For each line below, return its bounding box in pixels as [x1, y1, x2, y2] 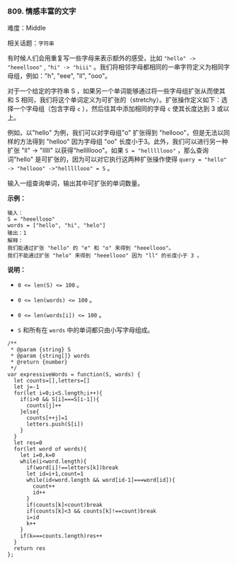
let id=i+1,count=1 [25, 471, 83, 478]
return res [13, 545, 46, 552]
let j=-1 [13, 383, 40, 391]
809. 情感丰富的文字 [7, 6, 76, 16]
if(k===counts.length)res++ [20, 532, 103, 540]
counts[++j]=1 [25, 415, 69, 422]
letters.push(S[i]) [25, 421, 83, 428]
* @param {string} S [10, 346, 71, 353]
